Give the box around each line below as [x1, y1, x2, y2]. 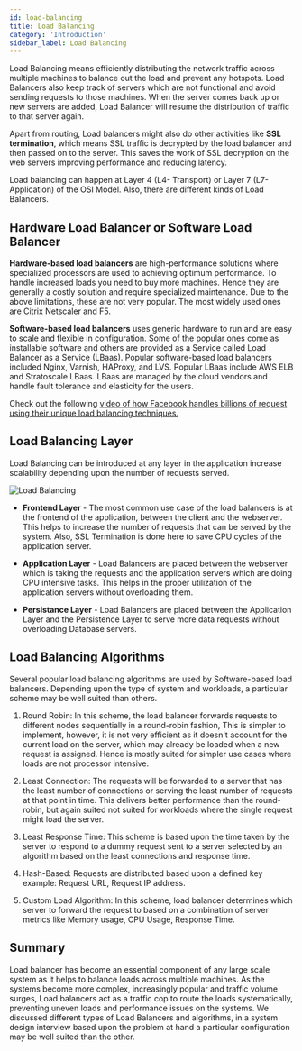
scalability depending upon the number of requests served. [9, 467, 230, 478]
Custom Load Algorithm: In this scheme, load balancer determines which [22, 894, 293, 906]
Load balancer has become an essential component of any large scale [9, 964, 270, 974]
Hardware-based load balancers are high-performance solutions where [9, 258, 279, 269]
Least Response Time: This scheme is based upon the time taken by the [22, 831, 290, 842]
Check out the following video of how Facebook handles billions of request [9, 398, 288, 409]
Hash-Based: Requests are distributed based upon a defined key [22, 867, 263, 879]
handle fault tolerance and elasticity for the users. [9, 380, 194, 392]
